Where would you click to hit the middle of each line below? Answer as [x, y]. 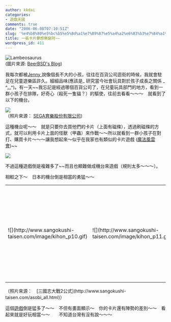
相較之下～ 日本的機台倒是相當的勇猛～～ [50, 177]
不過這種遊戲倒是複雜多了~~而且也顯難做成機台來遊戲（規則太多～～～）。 [83, 166]
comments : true [21, 24]
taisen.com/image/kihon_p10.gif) [48, 237]
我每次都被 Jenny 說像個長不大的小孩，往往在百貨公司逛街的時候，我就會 [81, 74]
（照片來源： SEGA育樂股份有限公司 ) [44, 115]
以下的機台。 [19, 100]
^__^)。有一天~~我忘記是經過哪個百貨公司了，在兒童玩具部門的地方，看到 [82, 87]
